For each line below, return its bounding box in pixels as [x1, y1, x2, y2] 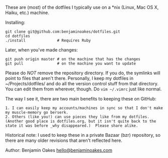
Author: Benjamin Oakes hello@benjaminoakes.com [5, 147, 112, 153]
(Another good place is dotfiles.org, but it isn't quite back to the [5, 119, 156, 124]
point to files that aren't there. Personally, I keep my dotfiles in [5, 75, 134, 81]
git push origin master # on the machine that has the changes [5, 57, 141, 62]
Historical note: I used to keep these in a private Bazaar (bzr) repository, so [5, 132, 161, 138]
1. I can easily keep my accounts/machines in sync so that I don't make [5, 106, 163, 111]
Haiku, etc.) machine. [5, 10, 49, 16]
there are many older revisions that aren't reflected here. [5, 137, 122, 143]
